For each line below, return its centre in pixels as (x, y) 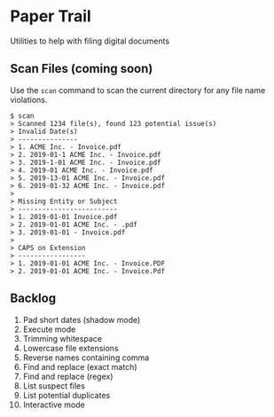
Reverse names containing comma (86, 358)
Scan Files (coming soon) (82, 69)
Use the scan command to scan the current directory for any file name (138, 90)
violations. (29, 99)
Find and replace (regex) (68, 376)
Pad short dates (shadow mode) (82, 319)
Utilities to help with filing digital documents (90, 41)
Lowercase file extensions (70, 348)
